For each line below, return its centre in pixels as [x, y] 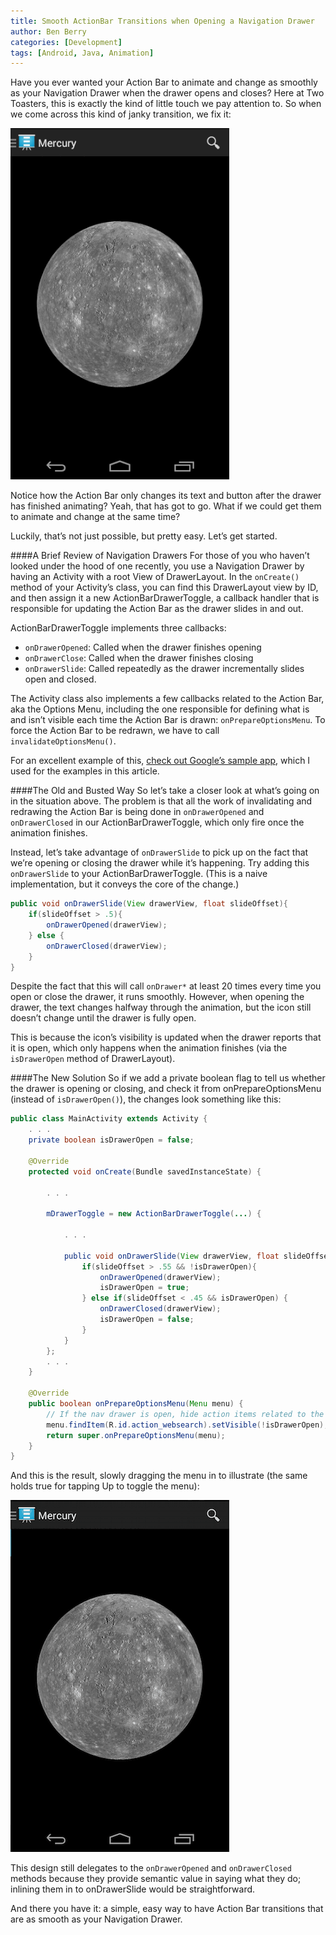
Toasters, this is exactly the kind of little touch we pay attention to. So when [166, 104]
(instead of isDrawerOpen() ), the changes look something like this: [146, 1099]
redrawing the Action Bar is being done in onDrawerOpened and [137, 812]
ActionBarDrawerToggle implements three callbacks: [118, 628]
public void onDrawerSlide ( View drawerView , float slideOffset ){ [149, 904]
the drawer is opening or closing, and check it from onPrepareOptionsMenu [166, 1089]
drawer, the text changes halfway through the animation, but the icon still [161, 1007]
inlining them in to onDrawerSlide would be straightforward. [133, 1889]
